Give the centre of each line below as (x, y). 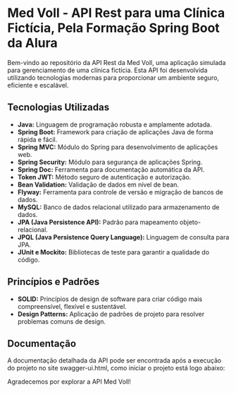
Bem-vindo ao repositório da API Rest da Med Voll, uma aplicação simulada (117, 62)
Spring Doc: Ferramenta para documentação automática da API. (111, 169)
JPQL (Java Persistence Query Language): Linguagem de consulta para (123, 237)
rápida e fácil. (37, 139)
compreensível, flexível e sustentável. (72, 306)
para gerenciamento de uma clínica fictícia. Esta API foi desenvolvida (107, 70)
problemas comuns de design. (61, 321)
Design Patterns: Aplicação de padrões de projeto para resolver (111, 314)
